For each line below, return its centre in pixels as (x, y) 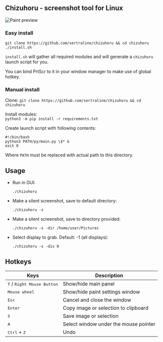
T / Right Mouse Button (33, 284)
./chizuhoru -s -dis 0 (36, 246)
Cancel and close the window (97, 300)
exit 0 (12, 146)
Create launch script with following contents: (51, 128)
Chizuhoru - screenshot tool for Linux (64, 8)
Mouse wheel (21, 292)
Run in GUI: (24, 183)
